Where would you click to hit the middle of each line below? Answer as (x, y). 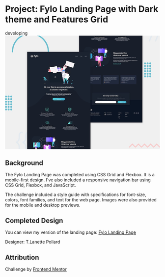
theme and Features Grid (57, 19)
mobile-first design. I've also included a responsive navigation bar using (78, 180)
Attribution (22, 257)
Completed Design (34, 220)
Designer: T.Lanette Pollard (33, 242)
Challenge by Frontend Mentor (36, 269)
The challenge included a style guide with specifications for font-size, (76, 194)
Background (24, 163)
